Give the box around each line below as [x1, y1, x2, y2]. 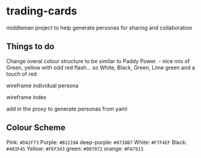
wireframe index [6, 93, 47, 100]
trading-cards [6, 4, 78, 18]
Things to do [6, 41, 55, 52]
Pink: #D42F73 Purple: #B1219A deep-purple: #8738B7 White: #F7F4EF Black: [6, 138, 187, 145]
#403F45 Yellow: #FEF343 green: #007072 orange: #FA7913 [6, 145, 143, 152]
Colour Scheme [6, 123, 66, 133]
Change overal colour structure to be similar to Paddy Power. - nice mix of [6, 57, 190, 64]
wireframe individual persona [6, 82, 79, 89]
